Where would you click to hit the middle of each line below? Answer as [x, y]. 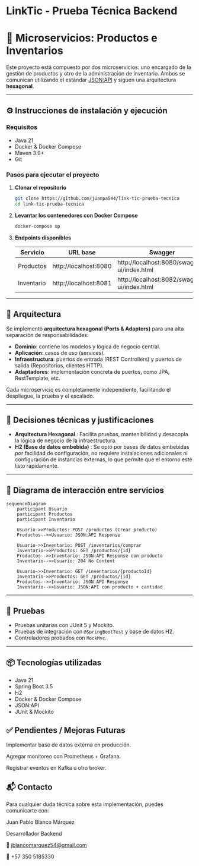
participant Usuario [42, 509]
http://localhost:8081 [82, 283]
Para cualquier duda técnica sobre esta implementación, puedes [85, 804]
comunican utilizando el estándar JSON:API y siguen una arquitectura [91, 80]
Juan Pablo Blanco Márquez [41, 822]
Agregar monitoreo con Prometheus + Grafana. [64, 756]
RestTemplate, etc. [37, 378]
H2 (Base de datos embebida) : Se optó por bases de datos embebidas [102, 447]
